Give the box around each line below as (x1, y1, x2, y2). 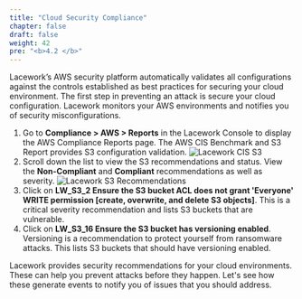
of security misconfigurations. (9, 110, 122, 121)
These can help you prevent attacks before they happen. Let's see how (9, 270, 275, 281)
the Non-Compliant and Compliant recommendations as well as (22, 166, 263, 177)
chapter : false (9, 22, 67, 31)
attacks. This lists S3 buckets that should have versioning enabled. (22, 243, 271, 254)
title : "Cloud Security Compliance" (9, 13, 147, 23)
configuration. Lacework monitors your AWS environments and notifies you (9, 100, 289, 111)
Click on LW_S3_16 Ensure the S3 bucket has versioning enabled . (22, 223, 271, 235)
